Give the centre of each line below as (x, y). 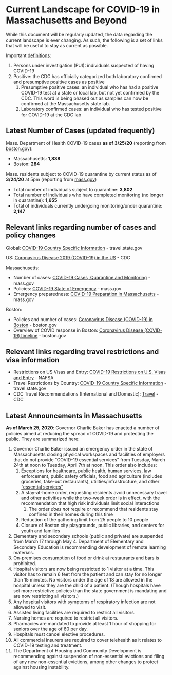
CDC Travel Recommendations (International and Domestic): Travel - (86, 394)
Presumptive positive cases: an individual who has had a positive (90, 87)
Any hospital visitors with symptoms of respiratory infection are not (84, 602)
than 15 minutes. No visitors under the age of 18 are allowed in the (83, 580)
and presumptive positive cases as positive (59, 82)
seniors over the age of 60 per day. (51, 629)
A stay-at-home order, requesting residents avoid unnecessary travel (94, 493)
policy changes (31, 236)
